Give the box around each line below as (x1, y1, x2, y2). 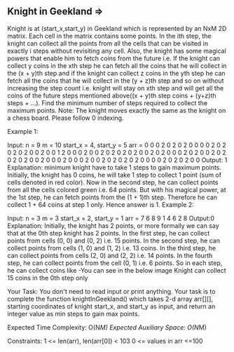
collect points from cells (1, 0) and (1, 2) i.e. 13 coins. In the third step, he (7, 243, 216, 252)
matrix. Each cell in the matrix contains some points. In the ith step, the (7, 32, 212, 40)
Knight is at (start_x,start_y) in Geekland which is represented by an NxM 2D (7, 24, 227, 32)
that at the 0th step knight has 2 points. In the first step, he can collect (7, 229, 210, 237)
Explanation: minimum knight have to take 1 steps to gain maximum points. (7, 163, 222, 171)
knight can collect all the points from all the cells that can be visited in (7, 39, 209, 48)
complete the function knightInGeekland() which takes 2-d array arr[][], (7, 295, 214, 303)
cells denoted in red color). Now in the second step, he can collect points (7, 178, 219, 187)
